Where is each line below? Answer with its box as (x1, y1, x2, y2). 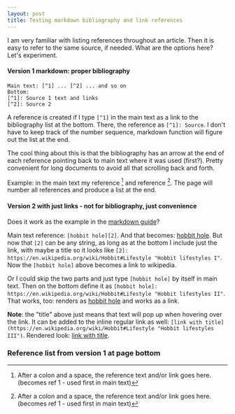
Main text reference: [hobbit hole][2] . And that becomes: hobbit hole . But (7, 231, 222, 239)
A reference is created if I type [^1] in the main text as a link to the (7, 113, 199, 121)
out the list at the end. (7, 135, 71, 143)
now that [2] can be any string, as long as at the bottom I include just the (7, 238, 218, 247)
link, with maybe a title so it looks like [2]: (7, 245, 129, 254)
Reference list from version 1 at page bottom (7, 348, 161, 358)
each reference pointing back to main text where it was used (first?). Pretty (7, 156, 224, 164)
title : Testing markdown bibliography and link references (7, 17, 183, 24)
